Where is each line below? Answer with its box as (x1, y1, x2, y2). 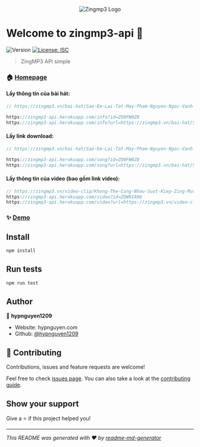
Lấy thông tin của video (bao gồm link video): (6, 175, 120, 182)
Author (6, 297, 33, 307)
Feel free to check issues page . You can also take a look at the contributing (6, 375, 190, 382)
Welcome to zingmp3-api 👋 (6, 27, 143, 40)
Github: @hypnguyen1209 (14, 330, 79, 337)
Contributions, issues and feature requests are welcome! (6, 363, 145, 371)
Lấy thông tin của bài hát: (6, 90, 70, 97)
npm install (6, 248, 36, 254)
